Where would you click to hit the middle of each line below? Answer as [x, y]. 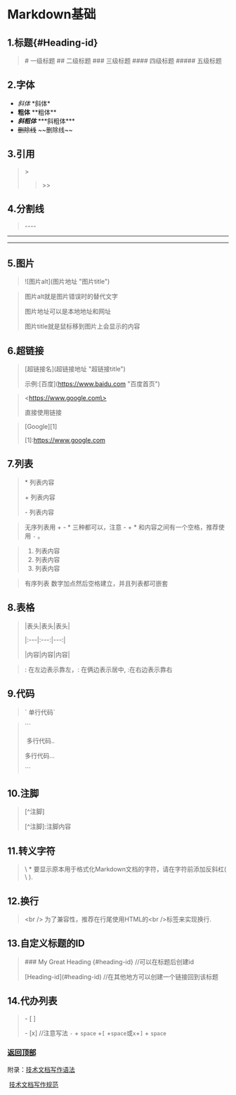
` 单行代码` [40, 712]
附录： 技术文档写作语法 [41, 1069]
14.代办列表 [32, 1001]
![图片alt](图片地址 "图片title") [67, 281]
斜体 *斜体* [34, 103]
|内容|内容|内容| [47, 654]
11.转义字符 [32, 851]
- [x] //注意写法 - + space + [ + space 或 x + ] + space [96, 1033]
